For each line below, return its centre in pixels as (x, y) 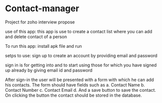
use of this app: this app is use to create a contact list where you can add (79, 31)
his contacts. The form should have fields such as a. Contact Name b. (75, 85)
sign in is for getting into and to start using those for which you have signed (81, 65)
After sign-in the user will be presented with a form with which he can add (80, 80)
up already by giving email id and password (49, 70)
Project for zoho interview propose (40, 22)
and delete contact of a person (36, 37)
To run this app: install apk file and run (43, 46)
